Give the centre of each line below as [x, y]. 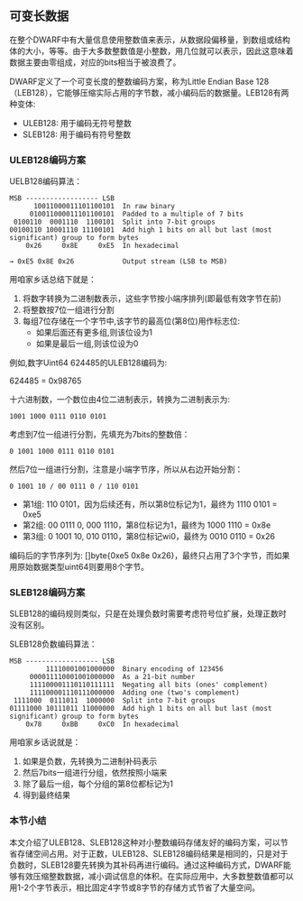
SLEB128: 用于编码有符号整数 [77, 134]
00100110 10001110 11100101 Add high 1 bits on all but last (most [141, 230]
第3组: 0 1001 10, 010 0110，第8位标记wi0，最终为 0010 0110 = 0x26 [148, 537]
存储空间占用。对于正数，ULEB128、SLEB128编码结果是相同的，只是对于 [152, 853]
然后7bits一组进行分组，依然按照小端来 [95, 773]
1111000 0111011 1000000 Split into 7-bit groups [115, 701]
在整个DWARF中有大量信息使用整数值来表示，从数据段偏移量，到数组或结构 [150, 40]
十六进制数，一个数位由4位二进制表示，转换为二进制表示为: [120, 400]
